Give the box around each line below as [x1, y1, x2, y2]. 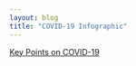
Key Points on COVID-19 [9, 46, 100, 57]
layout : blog [9, 13, 59, 23]
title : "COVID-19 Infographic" [9, 22, 128, 31]
